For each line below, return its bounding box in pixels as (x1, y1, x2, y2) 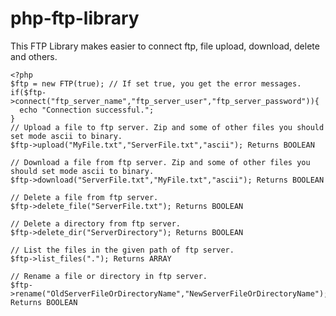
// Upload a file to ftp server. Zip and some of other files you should (10, 122, 325, 132)
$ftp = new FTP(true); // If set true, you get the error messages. (10, 78, 302, 89)
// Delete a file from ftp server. (10, 192, 159, 202)
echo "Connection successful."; (19, 105, 155, 115)
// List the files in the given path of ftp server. (10, 245, 235, 255)
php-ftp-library (10, 7, 140, 30)
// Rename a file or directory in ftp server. (10, 271, 208, 281)
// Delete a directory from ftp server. (10, 218, 182, 229)
